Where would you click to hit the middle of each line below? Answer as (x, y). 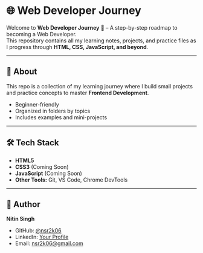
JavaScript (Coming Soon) (49, 173)
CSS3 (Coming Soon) (42, 166)
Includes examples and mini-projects (61, 117)
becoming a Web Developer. (41, 34)
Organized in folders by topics (53, 111)
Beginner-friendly (37, 104)
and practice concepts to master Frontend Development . (78, 93)
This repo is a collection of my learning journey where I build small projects (100, 86)
